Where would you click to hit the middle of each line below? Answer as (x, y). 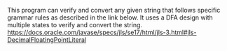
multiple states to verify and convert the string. (75, 25)
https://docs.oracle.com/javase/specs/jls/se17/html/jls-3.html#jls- (102, 32)
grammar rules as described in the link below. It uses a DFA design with (110, 17)
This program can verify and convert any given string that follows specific (114, 10)
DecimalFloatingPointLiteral (47, 40)
